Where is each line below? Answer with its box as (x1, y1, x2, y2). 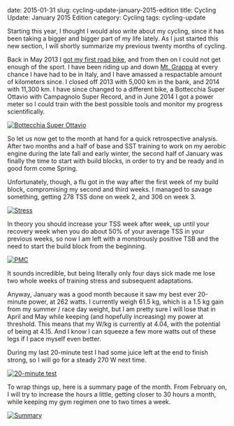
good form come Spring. (7, 164, 78, 172)
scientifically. (7, 108, 45, 115)
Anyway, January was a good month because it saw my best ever (7, 290, 197, 298)
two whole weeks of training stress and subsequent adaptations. (7, 276, 193, 285)
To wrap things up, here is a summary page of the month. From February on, (7, 383, 227, 391)
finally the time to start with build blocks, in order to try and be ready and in (7, 157, 224, 165)
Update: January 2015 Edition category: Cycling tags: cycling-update (7, 13, 206, 22)
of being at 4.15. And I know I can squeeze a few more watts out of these (7, 327, 217, 335)
